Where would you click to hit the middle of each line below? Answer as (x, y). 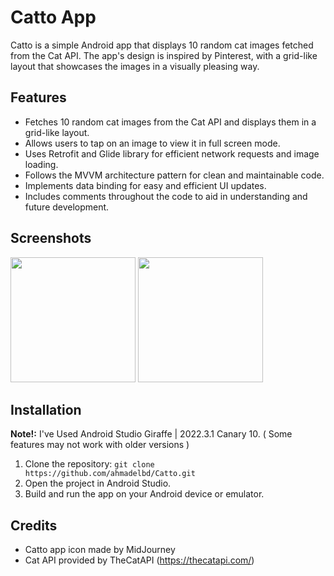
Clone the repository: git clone (89, 464)
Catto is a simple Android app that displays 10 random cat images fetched (162, 45)
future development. (67, 207)
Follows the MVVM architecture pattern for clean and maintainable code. (174, 175)
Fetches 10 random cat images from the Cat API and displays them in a (170, 122)
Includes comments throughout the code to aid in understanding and (166, 196)
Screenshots (51, 238)
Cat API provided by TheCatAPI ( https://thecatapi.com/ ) (139, 560)
